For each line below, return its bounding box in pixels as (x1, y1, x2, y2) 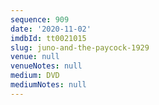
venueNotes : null (10, 61, 83, 71)
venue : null (10, 52, 60, 62)
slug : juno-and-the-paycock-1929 (10, 42, 150, 53)
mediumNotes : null (10, 80, 87, 90)
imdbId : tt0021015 (10, 33, 87, 43)
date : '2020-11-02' (10, 24, 92, 34)
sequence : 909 (10, 14, 70, 25)
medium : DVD (10, 71, 60, 81)
